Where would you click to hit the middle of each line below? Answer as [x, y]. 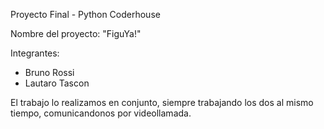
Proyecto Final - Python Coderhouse [85, 14]
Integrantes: [35, 53]
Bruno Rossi [49, 72]
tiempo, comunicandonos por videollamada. [101, 113]
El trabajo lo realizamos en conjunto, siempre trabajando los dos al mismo [162, 102]
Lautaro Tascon [57, 83]
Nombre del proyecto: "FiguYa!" [76, 33]
